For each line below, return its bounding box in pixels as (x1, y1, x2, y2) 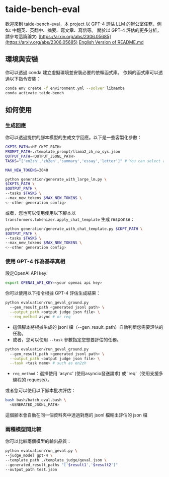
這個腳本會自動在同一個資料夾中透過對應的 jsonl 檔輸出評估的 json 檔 (5, 412, 148, 418)
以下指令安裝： (9, 76, 41, 82)
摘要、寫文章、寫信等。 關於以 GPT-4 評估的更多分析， (47, 27, 162, 33)
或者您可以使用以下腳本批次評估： (5, 387, 76, 394)
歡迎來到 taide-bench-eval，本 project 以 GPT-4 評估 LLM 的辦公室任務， (5, 21, 157, 27)
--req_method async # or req (10, 314, 71, 319)
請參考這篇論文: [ (5, 33, 41, 39)
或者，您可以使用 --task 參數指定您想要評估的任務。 (12, 336, 122, 342)
